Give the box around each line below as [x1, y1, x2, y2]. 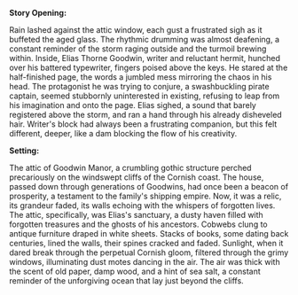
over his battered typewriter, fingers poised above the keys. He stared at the [9, 62, 288, 73]
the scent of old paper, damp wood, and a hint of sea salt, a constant [9, 266, 262, 276]
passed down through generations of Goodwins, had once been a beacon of [9, 182, 289, 191]
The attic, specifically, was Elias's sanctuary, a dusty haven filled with [9, 210, 263, 220]
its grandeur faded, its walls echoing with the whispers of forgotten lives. [9, 200, 276, 211]
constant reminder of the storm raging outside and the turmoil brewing [9, 43, 267, 54]
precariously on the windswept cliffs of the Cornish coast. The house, [9, 172, 264, 182]
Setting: [9, 145, 40, 156]
